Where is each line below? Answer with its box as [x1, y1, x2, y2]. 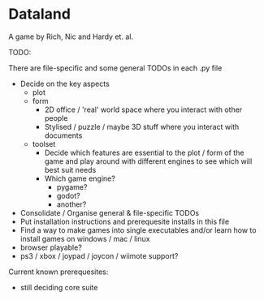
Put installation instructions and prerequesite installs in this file [19, 216, 230, 226]
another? [56, 199, 87, 209]
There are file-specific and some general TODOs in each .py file [8, 62, 223, 73]
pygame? [56, 182, 88, 191]
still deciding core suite [19, 282, 98, 292]
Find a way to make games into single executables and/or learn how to [19, 225, 257, 235]
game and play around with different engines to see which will [44, 156, 253, 166]
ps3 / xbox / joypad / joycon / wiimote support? [19, 251, 179, 260]
